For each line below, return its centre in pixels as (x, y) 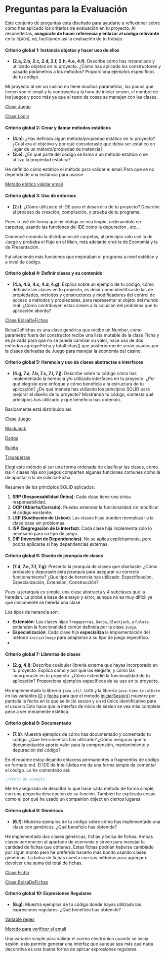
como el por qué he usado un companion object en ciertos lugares (73, 799)
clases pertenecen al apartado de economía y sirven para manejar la (75, 841)
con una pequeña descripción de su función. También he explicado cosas (80, 794)
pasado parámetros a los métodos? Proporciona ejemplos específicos (83, 72)
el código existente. (32, 512)
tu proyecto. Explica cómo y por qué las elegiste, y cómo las (73, 670)
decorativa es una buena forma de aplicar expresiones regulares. (71, 949)
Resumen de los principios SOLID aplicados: (50, 487)
